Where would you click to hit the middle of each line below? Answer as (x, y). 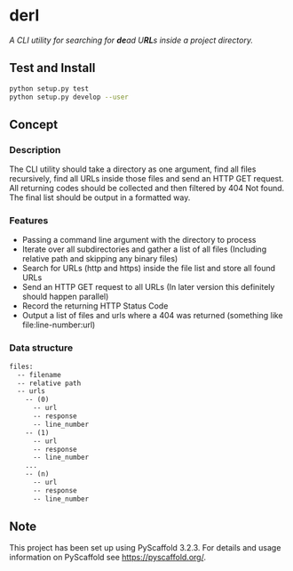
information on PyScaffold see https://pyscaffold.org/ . (108, 558)
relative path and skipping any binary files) (100, 259)
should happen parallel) (65, 297)
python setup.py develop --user (69, 97)
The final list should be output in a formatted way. (100, 197)
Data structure (41, 348)
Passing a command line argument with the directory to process (139, 240)
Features (29, 221)
